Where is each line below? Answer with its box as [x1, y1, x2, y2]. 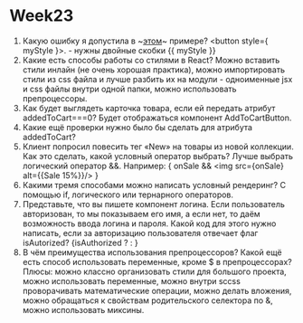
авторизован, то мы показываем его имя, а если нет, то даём [22, 208, 260, 219]
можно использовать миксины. [22, 304, 145, 315]
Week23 [9, 5, 74, 26]
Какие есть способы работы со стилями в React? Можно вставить [22, 54, 280, 65]
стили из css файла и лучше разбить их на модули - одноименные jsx [22, 73, 293, 84]
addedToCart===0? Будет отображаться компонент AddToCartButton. [22, 112, 292, 123]
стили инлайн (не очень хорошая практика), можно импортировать [22, 64, 285, 75]
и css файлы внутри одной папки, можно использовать [22, 83, 237, 94]
